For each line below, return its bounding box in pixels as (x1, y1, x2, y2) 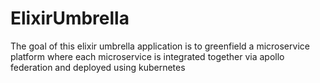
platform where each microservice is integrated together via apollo (10, 50, 285, 62)
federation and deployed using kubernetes (10, 61, 186, 73)
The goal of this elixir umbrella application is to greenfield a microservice (10, 40, 310, 52)
